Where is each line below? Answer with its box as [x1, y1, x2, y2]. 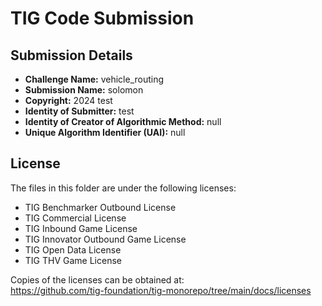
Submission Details [10, 47, 133, 64]
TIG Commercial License [24, 212, 127, 224]
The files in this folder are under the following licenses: [10, 182, 237, 194]
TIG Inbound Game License [24, 222, 138, 234]
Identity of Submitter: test [24, 105, 135, 117]
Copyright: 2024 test [24, 95, 113, 106]
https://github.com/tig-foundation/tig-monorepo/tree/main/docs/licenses [10, 284, 312, 296]
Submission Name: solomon [24, 84, 144, 96]
